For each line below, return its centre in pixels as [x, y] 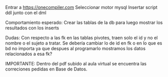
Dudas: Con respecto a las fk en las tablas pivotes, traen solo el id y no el [81, 38]
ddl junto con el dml [26, 13]
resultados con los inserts [32, 28]
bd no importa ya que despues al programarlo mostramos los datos [75, 48]
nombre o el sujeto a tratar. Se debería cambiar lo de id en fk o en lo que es [84, 43]
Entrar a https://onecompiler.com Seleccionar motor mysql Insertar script [81, 7]
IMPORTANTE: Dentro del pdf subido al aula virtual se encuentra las [76, 64]
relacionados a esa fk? [29, 54]
